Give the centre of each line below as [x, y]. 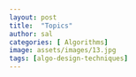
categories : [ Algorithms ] [59, 42]
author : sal [31, 34]
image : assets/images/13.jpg [63, 50]
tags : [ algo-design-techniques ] [68, 58]
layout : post [33, 17]
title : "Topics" [41, 26]
